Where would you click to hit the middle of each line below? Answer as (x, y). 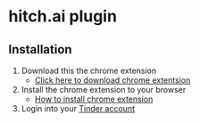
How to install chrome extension (94, 99)
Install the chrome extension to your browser (104, 90)
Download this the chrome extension (89, 70)
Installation (40, 49)
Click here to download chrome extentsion (112, 80)
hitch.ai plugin (63, 16)
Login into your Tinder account (78, 108)
